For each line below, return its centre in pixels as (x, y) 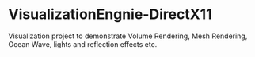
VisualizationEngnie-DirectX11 (110, 14)
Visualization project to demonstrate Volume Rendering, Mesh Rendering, (128, 36)
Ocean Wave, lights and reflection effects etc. (83, 44)
